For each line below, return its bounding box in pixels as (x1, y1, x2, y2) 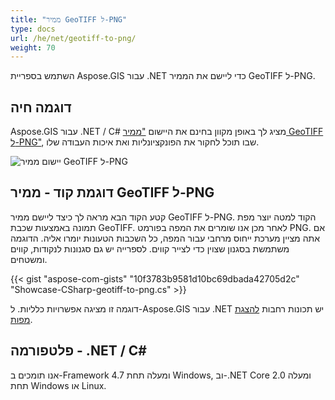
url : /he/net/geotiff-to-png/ (10, 33, 137, 43)
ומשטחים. (10, 253, 48, 265)
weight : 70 (10, 42, 56, 53)
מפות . (10, 313, 33, 325)
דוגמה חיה (10, 99, 72, 116)
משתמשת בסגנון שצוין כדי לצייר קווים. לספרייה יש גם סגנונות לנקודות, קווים (10, 242, 290, 255)
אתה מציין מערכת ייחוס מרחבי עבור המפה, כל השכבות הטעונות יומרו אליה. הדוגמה (10, 232, 321, 244)
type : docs (10, 24, 56, 34)
